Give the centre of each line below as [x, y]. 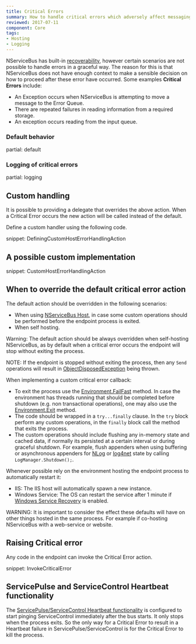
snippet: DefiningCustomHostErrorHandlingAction [66, 239]
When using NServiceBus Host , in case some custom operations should [101, 315]
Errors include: [24, 85]
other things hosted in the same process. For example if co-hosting [87, 518]
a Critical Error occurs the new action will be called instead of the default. [94, 216]
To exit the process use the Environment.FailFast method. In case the [97, 391]
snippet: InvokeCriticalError [39, 568]
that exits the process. [41, 428]
